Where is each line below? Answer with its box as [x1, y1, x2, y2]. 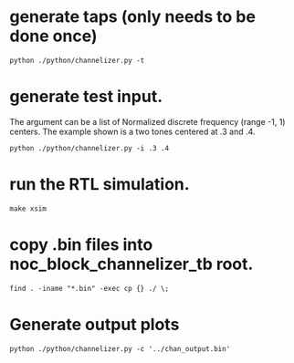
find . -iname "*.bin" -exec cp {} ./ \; [9, 284, 170, 293]
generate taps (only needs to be [9, 6, 256, 27]
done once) [9, 26, 98, 47]
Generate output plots [9, 314, 180, 335]
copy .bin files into [9, 234, 153, 254]
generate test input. [9, 87, 163, 107]
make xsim [9, 203, 47, 213]
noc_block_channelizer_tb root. [9, 254, 254, 275]
